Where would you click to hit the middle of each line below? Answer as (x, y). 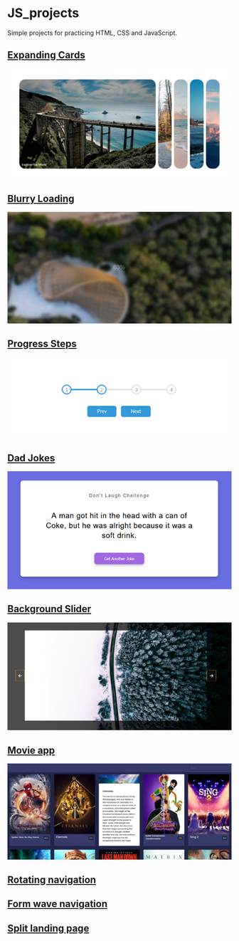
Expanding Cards (46, 55)
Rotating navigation (52, 879)
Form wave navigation (58, 904)
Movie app (31, 750)
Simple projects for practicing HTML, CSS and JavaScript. (92, 33)
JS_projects (43, 13)
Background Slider (49, 609)
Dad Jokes (31, 458)
